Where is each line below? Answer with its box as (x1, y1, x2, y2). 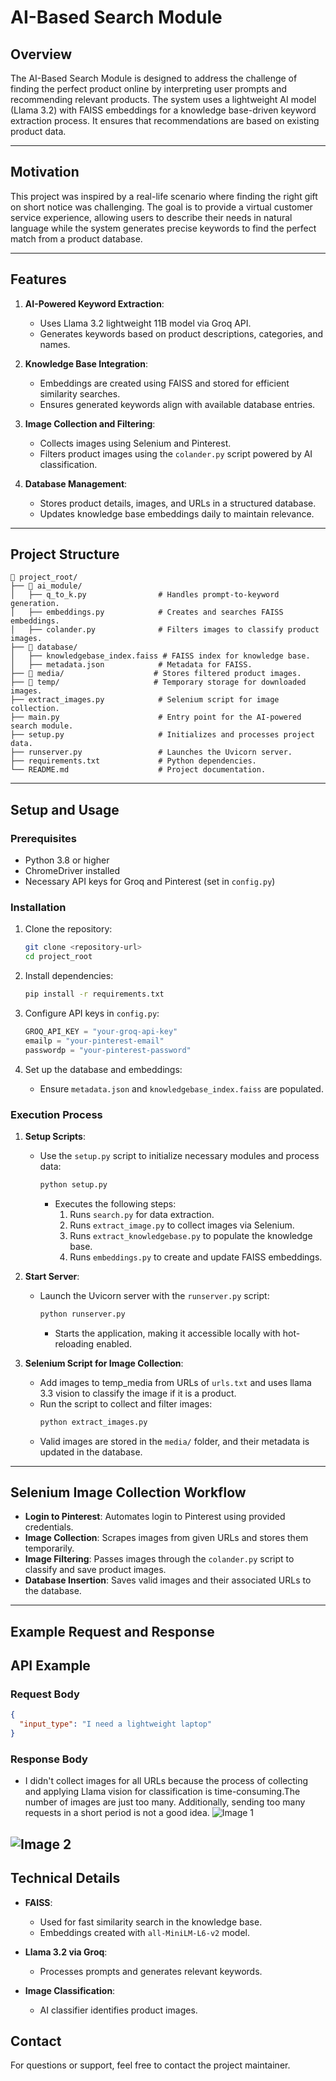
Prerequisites (10, 831, 77, 845)
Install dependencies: (24, 970, 114, 982)
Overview (10, 46, 73, 63)
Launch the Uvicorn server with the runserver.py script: (39, 1289, 270, 1301)
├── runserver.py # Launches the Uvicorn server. (10, 747, 293, 758)
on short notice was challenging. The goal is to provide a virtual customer (10, 201, 313, 213)
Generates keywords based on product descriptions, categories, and (39, 327, 324, 340)
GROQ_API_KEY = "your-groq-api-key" (24, 1027, 178, 1037)
